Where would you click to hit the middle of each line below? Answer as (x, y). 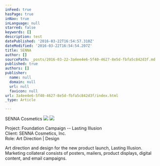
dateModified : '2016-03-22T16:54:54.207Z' (49, 46)
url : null (19, 86)
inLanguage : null (23, 23)
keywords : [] (18, 32)
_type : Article (20, 100)
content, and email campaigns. (36, 158)
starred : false (20, 28)
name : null (20, 77)
